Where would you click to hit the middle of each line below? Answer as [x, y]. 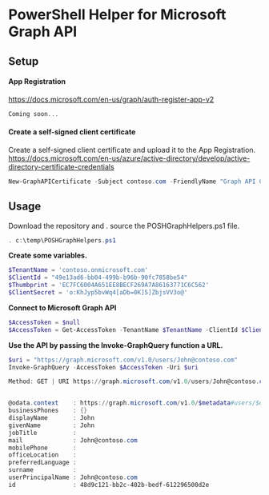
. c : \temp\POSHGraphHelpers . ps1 [62, 240]
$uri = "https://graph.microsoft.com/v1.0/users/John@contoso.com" [123, 360]
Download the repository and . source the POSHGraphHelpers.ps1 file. [124, 226]
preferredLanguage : [43, 463]
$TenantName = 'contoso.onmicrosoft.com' [78, 270]
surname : [43, 470]
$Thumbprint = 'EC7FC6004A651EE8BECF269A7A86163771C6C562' [109, 285]
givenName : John [51, 425]
